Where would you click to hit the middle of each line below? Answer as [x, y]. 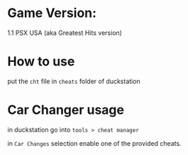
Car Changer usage [66, 110]
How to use [41, 62]
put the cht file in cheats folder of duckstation [74, 81]
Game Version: [52, 13]
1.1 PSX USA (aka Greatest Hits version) [65, 33]
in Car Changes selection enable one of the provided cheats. [95, 143]
